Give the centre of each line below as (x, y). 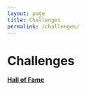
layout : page (26, 13)
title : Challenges (34, 20)
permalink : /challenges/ (43, 26)
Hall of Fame (26, 80)
